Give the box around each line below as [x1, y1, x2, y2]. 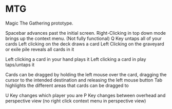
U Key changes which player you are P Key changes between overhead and [5, 92, 166, 98]
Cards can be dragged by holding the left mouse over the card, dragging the [5, 71, 167, 77]
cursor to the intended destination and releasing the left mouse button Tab [5, 77, 163, 83]
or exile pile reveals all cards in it [5, 46, 74, 52]
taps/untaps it [5, 61, 35, 68]
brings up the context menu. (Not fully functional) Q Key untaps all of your [5, 35, 162, 41]
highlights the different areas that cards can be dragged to [5, 82, 129, 89]
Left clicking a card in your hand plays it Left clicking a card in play [5, 56, 146, 62]
